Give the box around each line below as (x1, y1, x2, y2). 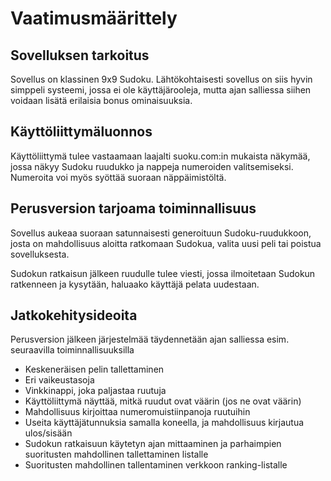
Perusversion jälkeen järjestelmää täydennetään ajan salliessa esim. (10, 333, 290, 346)
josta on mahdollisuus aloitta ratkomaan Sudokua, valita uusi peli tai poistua (10, 237, 322, 249)
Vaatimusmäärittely (10, 7, 178, 30)
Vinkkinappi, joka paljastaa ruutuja (24, 385, 167, 397)
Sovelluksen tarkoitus (10, 47, 150, 64)
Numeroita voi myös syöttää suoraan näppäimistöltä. (10, 171, 227, 183)
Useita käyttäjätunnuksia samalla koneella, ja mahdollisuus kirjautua (24, 417, 305, 429)
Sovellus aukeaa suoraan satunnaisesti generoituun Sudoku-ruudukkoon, (10, 227, 312, 239)
